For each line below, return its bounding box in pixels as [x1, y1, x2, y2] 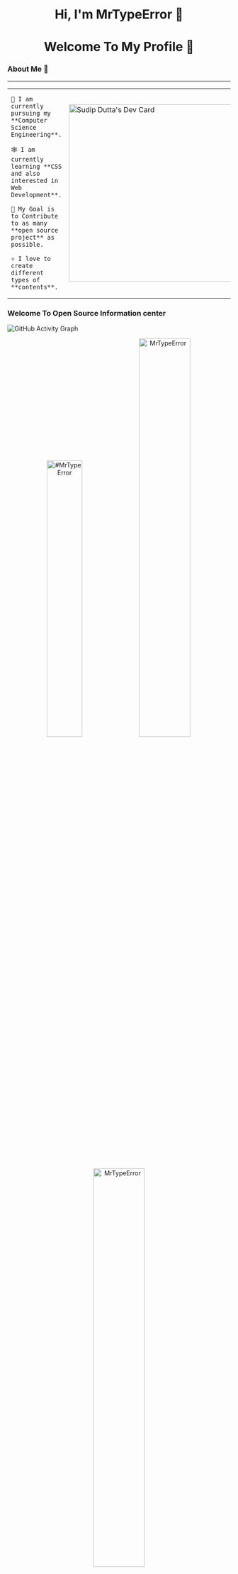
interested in [11, 177, 59, 184]
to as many [11, 219, 47, 227]
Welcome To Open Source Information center [7, 308, 166, 318]
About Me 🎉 [7, 64, 49, 74]
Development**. [11, 191, 62, 199]
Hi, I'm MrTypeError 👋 [54, 6, 184, 23]
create [11, 262, 33, 270]
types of [11, 276, 40, 284]
